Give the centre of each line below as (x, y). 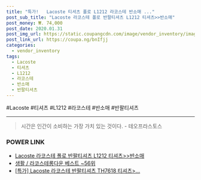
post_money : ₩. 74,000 (34, 23)
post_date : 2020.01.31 (34, 28)
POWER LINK (25, 142)
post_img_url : (24, 34)
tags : (13, 56)
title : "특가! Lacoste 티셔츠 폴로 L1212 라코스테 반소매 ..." (80, 12)
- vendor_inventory (36, 51)
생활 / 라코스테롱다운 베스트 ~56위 (55, 163)
